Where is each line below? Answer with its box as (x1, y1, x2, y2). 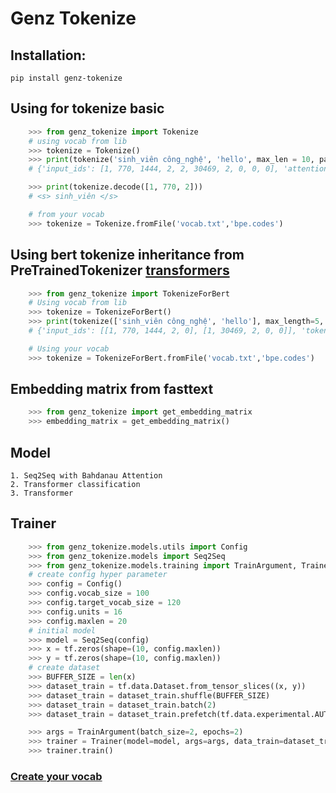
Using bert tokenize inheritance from (10, 247, 245, 264)
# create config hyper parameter (28, 570, 168, 580)
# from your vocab (28, 209, 105, 219)
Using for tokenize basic (10, 100, 165, 117)
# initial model (28, 625, 97, 636)
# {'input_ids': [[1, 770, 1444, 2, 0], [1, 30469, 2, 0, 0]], (28, 326, 298, 336)
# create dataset (28, 663, 101, 673)
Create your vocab (10, 769, 103, 783)
